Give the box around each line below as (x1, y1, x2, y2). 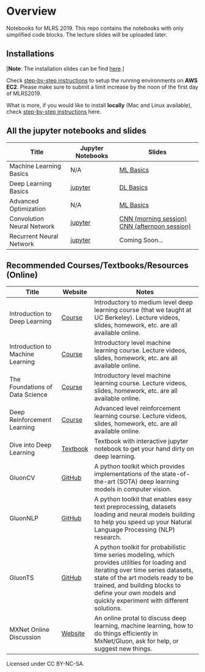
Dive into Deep (9, 441, 52, 449)
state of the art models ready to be (94, 574, 193, 582)
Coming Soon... (119, 236, 164, 244)
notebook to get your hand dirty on (94, 444, 194, 453)
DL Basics (119, 183, 148, 192)
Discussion (9, 633, 41, 641)
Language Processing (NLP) (94, 526, 175, 534)
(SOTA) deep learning (117, 477, 179, 486)
